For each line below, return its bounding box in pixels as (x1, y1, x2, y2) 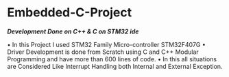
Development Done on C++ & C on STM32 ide (7, 27, 139, 35)
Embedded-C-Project (7, 5, 132, 20)
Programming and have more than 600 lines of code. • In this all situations (7, 55, 217, 63)
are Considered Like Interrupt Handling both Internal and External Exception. (7, 62, 223, 70)
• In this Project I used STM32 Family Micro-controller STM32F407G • (7, 40, 206, 48)
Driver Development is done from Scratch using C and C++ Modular (7, 48, 199, 56)
